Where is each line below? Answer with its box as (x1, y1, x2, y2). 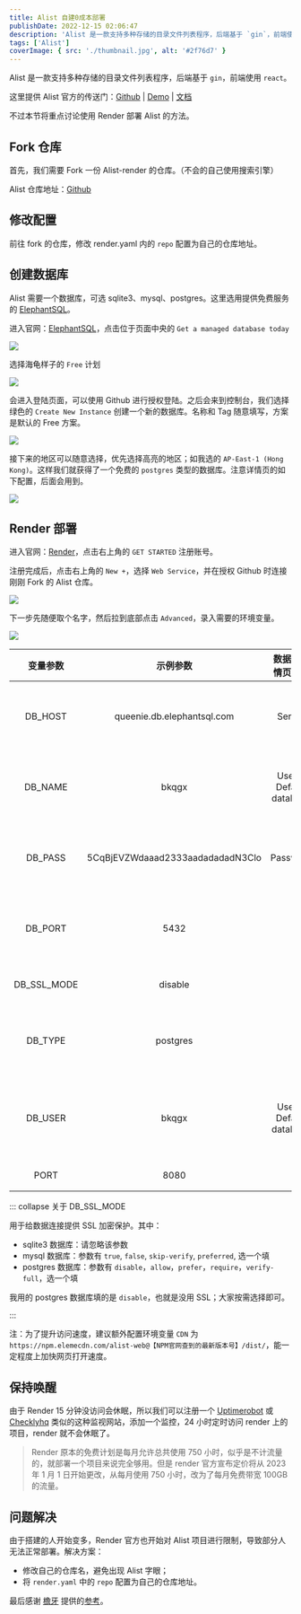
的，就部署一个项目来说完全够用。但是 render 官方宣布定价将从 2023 (30, 1458, 287, 1469)
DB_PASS (26, 852, 66, 864)
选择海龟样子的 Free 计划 (9, 358, 101, 369)
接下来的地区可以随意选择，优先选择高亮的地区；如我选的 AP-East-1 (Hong (9, 452, 284, 463)
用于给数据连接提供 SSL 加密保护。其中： (9, 1220, 162, 1231)
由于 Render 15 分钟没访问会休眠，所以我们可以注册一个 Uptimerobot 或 (9, 1406, 274, 1417)
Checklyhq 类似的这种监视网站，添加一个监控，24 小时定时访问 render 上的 (9, 1417, 288, 1427)
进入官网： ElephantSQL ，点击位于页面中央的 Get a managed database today (9, 322, 289, 333)
